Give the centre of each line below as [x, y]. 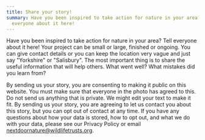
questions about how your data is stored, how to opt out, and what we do [98, 117]
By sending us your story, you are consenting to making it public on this [96, 85]
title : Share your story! [39, 12]
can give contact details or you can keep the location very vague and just [99, 54]
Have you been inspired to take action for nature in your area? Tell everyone [102, 41]
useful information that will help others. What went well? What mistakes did [101, 67]
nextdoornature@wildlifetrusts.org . [50, 131]
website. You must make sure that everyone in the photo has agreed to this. [101, 92]
